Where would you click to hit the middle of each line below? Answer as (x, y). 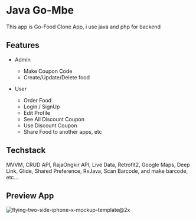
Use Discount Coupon (50, 125)
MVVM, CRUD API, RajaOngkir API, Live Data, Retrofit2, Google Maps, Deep (98, 165)
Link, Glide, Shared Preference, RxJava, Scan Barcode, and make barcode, (97, 171)
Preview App (30, 196)
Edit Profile (37, 112)
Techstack (26, 151)
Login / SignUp (42, 107)
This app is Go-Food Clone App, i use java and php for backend (84, 27)
